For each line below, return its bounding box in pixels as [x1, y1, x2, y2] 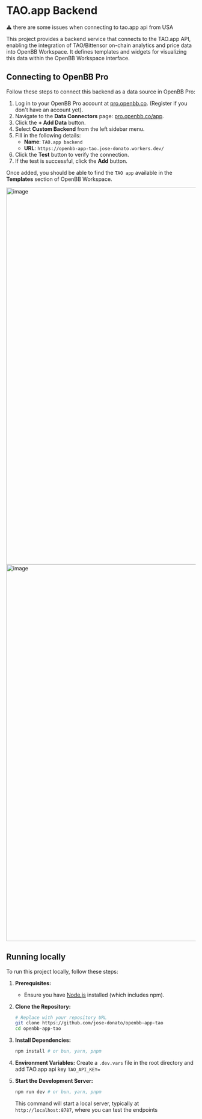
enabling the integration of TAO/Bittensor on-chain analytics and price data [6, 42, 192, 49]
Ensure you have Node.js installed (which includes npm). [23, 991, 165, 998]
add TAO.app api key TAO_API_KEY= [14, 1065, 100, 1073]
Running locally [6, 952, 66, 962]
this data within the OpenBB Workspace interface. [6, 54, 130, 61]
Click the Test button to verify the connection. [14, 151, 129, 158]
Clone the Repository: [14, 1003, 71, 1010]
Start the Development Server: [14, 1077, 93, 1085]
